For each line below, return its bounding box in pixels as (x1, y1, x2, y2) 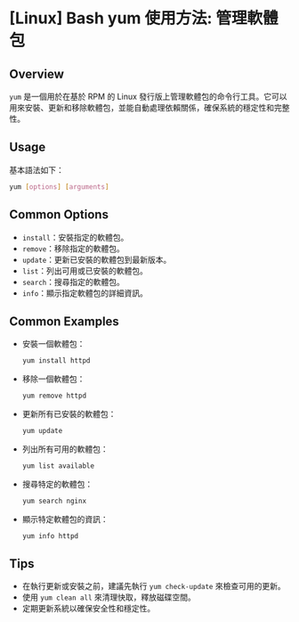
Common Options (9, 207, 109, 223)
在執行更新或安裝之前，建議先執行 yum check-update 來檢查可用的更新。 (21, 581, 287, 592)
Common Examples (9, 314, 120, 329)
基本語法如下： (9, 164, 64, 175)
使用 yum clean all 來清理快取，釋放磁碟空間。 (21, 592, 196, 602)
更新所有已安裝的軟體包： (21, 409, 117, 420)
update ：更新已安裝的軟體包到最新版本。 (21, 254, 172, 265)
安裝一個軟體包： (21, 339, 85, 349)
